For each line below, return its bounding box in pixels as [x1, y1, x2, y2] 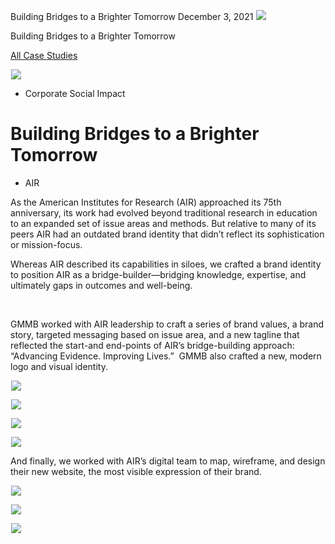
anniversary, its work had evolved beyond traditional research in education [10, 206, 318, 219]
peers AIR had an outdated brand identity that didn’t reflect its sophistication [10, 228, 325, 240]
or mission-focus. [10, 238, 83, 250]
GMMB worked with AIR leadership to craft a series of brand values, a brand [10, 318, 325, 330]
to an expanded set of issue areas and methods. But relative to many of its [10, 217, 317, 229]
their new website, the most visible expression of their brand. [10, 465, 262, 477]
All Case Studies [10, 50, 78, 61]
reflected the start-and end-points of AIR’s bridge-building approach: [10, 339, 295, 351]
